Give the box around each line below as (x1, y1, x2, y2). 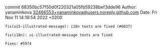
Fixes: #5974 (5, 41, 32, 46)
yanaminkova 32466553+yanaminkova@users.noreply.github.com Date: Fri (5, 9, 158, 15)
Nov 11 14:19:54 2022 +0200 (5, 15, 63, 20)
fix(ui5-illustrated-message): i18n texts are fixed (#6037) (5, 24, 133, 29)
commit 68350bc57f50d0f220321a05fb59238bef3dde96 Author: (5, 4, 137, 10)
